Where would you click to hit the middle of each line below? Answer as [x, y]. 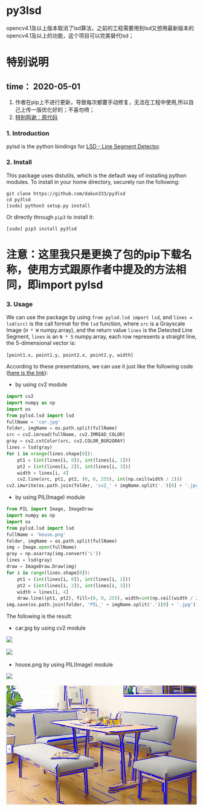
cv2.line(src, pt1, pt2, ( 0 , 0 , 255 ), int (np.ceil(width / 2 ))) [100, 479]
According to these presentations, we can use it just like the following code [100, 366]
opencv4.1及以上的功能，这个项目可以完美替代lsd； [70, 35]
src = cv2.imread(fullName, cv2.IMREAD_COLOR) [66, 435]
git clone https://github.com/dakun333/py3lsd [66, 194]
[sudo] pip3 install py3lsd [42, 229]
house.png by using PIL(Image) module [64, 665]
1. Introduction [28, 133]
